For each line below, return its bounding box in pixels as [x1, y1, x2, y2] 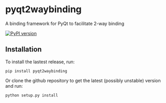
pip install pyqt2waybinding [5, 68, 67, 73]
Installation [5, 45, 42, 54]
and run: [5, 83, 23, 89]
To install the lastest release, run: [5, 59, 75, 65]
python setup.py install [5, 93, 58, 98]
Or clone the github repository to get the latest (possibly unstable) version [5, 78, 161, 84]
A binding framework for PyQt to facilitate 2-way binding [5, 20, 124, 27]
